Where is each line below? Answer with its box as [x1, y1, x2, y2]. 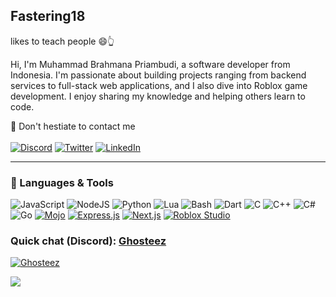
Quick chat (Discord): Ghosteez [10, 234, 167, 248]
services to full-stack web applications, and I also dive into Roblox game [10, 79, 308, 91]
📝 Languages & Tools [10, 175, 114, 189]
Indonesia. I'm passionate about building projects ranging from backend [10, 69, 307, 81]
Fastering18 [10, 8, 86, 25]
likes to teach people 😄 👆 [10, 35, 115, 47]
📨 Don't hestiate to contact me [10, 120, 136, 132]
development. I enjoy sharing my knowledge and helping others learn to [10, 90, 306, 102]
